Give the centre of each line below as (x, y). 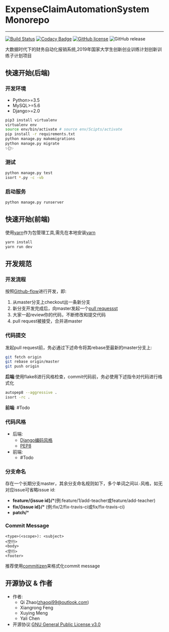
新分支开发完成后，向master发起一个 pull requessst (65, 308)
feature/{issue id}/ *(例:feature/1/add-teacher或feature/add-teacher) (84, 501)
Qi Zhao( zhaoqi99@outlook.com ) (55, 602)
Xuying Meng (34, 613)
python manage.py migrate (32, 144)
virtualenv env (21, 125)
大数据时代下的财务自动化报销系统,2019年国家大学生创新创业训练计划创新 (81, 49)
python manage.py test (29, 173)
